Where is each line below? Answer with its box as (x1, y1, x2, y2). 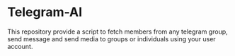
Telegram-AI (7, 4, 83, 20)
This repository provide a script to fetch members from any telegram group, (7, 27, 228, 36)
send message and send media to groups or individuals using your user (7, 34, 216, 43)
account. (7, 42, 33, 50)
